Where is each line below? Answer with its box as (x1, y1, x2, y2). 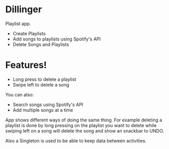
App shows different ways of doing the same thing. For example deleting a (5, 117, 162, 123)
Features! (5, 59, 47, 71)
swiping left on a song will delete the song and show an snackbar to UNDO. (5, 127, 164, 134)
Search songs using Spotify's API (12, 101, 83, 108)
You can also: (5, 91, 34, 98)
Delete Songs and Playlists (12, 41, 69, 47)
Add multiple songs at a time (12, 107, 73, 113)
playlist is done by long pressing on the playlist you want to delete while (5, 122, 157, 129)
